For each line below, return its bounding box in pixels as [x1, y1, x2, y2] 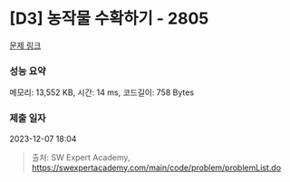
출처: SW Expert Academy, [31, 151, 130, 163]
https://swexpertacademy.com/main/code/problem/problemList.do [31, 162, 282, 173]
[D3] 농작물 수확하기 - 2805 [9, 8, 209, 29]
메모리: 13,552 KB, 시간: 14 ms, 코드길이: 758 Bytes [9, 87, 195, 98]
